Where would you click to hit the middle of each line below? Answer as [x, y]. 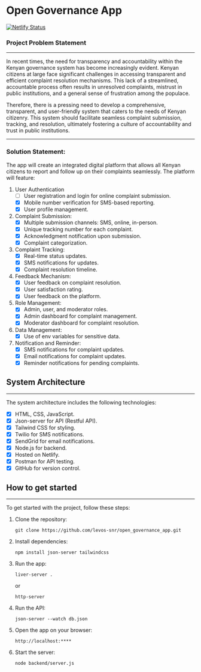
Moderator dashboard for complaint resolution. [81, 323]
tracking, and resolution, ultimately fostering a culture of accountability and [99, 124]
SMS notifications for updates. [61, 263]
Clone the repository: [41, 519]
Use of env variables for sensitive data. [72, 336]
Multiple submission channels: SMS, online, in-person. [91, 222]
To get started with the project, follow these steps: [68, 507]
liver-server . [34, 575]
